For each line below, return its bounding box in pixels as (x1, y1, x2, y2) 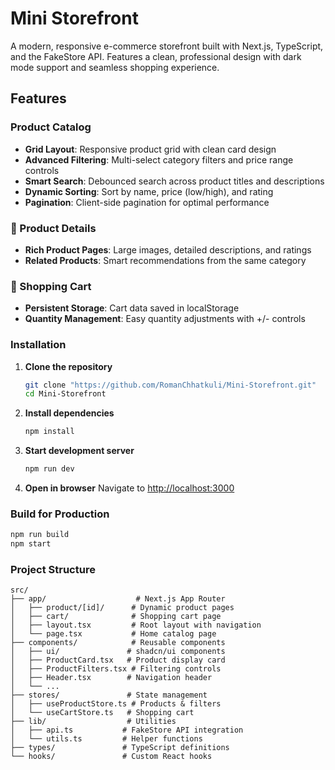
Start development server (24, 445, 135, 457)
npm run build (10, 530, 70, 540)
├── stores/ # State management (10, 690, 208, 701)
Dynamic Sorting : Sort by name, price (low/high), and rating (24, 185, 274, 197)
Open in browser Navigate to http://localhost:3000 (24, 482, 235, 494)
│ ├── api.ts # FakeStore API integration (10, 725, 244, 736)
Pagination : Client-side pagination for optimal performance (24, 196, 270, 208)
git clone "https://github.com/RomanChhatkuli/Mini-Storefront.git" (24, 380, 317, 390)
